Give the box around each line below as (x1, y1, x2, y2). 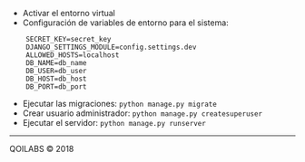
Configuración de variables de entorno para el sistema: (22, 17, 229, 28)
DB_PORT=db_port (25, 82, 88, 91)
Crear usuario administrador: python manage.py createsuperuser (22, 108, 263, 119)
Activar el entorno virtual (22, 8, 116, 18)
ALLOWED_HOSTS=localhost (25, 51, 120, 60)
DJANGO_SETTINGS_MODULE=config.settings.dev (25, 43, 197, 52)
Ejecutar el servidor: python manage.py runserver (22, 118, 206, 128)
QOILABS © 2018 (9, 144, 74, 154)
